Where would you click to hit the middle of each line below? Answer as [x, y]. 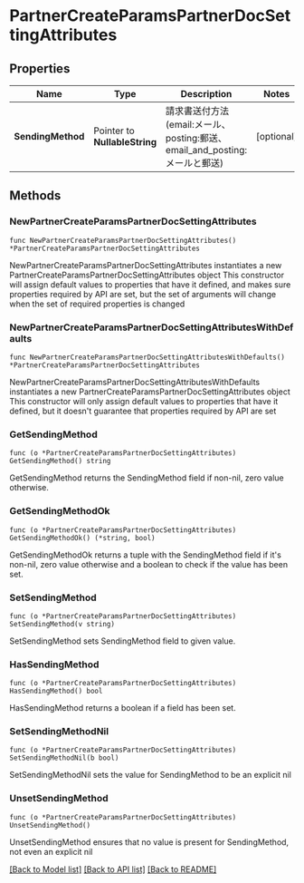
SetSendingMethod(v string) [62, 624]
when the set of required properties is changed [97, 304]
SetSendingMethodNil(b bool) [64, 758]
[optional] [277, 136]
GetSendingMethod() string [60, 461]
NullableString [125, 142]
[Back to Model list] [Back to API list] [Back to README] [113, 869]
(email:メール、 [198, 125]
